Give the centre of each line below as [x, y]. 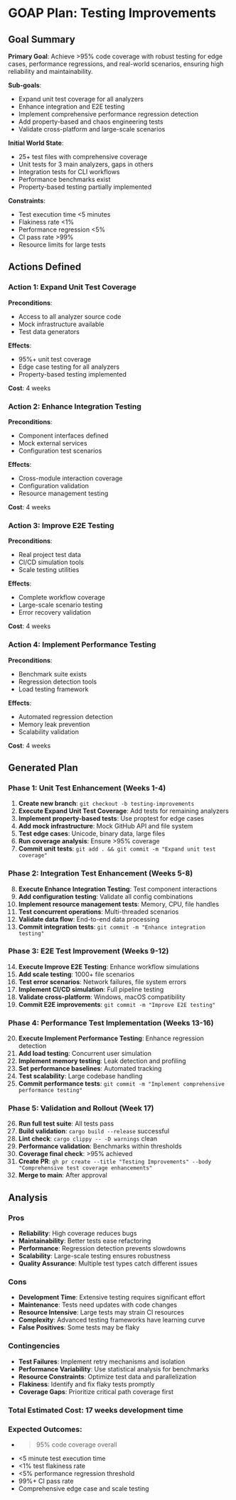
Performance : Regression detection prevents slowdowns [102, 1248]
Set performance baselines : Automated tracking [90, 1069]
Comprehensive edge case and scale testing [84, 1488]
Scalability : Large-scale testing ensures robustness [95, 1256]
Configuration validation [54, 485]
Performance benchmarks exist [64, 179]
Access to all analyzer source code [70, 316]
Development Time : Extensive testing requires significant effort [112, 1297]
